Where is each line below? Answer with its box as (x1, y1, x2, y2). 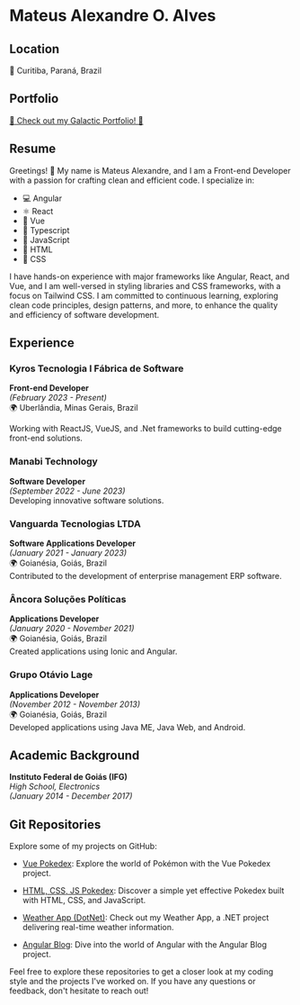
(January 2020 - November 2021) (9, 623, 135, 634)
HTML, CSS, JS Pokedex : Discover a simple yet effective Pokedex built (22, 885, 285, 896)
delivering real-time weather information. (22, 922, 174, 933)
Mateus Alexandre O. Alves (9, 5, 216, 26)
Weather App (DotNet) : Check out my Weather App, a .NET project (22, 912, 269, 923)
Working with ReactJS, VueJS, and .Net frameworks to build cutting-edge (9, 423, 283, 434)
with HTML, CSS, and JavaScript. (22, 895, 146, 906)
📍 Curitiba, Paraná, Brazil (9, 65, 101, 76)
